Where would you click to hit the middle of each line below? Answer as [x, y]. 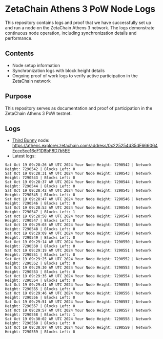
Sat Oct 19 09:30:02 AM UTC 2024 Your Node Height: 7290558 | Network [78, 319]
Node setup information [36, 65]
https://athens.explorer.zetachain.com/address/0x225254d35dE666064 [85, 146]
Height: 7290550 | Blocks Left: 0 [40, 246]
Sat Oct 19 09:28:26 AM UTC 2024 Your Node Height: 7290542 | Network [78, 165]
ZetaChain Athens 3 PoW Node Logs [80, 9]
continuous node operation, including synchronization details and [71, 33]
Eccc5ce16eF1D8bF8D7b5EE [41, 151]
